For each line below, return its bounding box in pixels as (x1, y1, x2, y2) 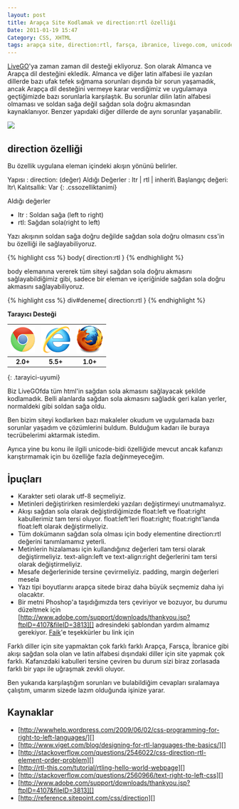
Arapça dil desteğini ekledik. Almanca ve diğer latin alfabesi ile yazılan (7, 70, 213, 78)
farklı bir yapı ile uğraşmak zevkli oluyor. (7, 664, 125, 673)
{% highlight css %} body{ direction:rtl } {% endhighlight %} (7, 253, 184, 261)
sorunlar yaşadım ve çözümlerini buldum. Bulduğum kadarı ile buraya (7, 424, 210, 432)
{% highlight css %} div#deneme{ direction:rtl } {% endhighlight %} (7, 296, 206, 304)
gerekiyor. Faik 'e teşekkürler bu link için (17, 628, 134, 637)
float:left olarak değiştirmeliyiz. (17, 522, 109, 531)
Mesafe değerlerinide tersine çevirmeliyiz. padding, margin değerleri (17, 568, 219, 576)
